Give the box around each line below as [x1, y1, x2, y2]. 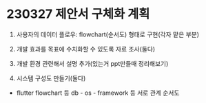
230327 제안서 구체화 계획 [6, 6, 150, 22]
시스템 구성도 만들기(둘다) [16, 73, 86, 82]
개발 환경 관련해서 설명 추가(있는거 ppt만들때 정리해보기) [16, 59, 169, 67]
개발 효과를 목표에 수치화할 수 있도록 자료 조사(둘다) [16, 45, 156, 53]
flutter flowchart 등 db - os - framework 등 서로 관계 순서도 [16, 89, 180, 97]
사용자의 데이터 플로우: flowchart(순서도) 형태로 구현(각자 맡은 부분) [16, 30, 200, 38]
